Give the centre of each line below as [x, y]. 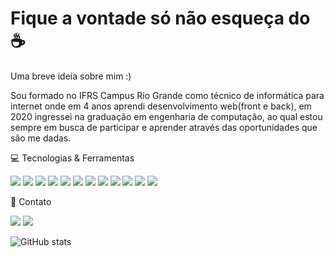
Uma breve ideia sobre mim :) [71, 76]
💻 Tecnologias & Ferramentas [72, 158]
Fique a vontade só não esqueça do [160, 18]
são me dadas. [41, 138]
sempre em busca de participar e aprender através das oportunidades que [164, 127]
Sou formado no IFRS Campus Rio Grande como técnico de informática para [167, 95]
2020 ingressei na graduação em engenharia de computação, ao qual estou [166, 116]
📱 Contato [31, 201]
